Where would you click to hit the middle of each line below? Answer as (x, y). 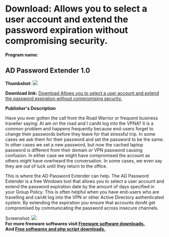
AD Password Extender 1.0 (48, 71)
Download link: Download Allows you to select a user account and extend (82, 93)
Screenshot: (18, 218)
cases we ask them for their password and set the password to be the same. (85, 139)
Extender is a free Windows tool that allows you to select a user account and (85, 181)
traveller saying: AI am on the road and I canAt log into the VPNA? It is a (79, 123)
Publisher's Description (31, 108)
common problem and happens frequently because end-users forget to (79, 128)
